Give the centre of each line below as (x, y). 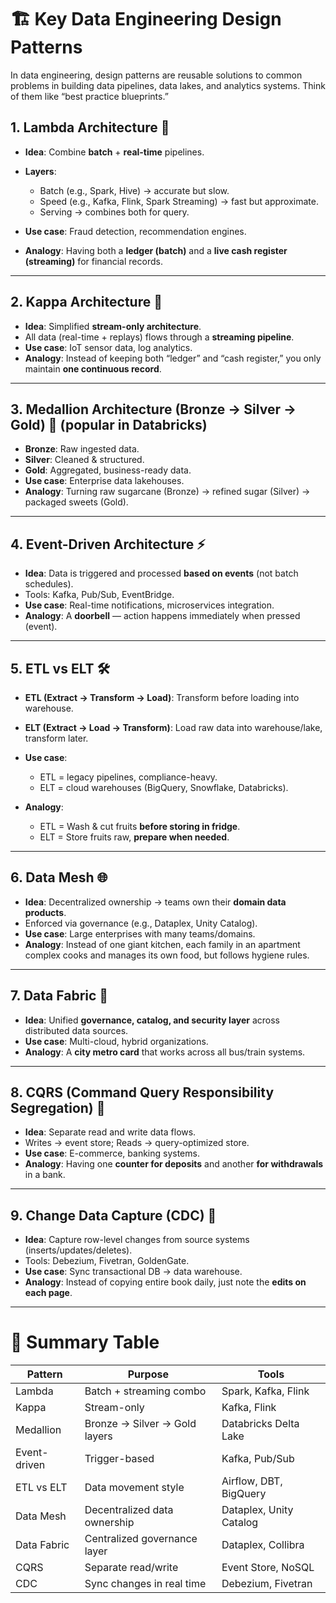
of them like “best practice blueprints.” (89, 96)
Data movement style (134, 1488)
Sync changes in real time (145, 1584)
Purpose (148, 1374)
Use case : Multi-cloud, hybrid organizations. (116, 1041)
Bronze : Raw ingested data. (82, 449)
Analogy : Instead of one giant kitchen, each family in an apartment (162, 944)
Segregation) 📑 (58, 1108)
